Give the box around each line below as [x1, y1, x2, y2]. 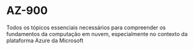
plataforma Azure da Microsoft [6, 37, 84, 44]
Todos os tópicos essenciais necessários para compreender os [6, 24, 166, 31]
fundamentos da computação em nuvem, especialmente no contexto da [6, 30, 188, 37]
